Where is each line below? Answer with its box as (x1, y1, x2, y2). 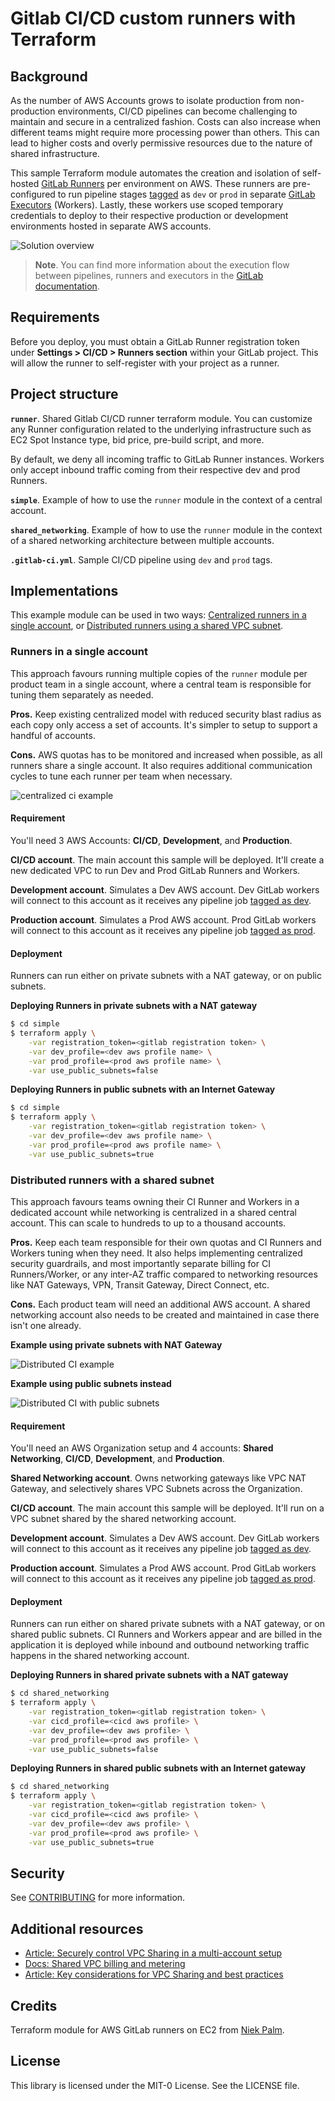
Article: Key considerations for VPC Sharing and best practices (24, 1968, 284, 1981)
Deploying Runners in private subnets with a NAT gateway (10, 1000, 258, 1012)
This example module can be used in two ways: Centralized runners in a (10, 609, 307, 621)
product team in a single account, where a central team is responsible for (10, 678, 312, 690)
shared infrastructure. (10, 148, 100, 159)
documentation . (34, 280, 100, 292)
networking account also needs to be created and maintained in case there (10, 1308, 320, 1321)
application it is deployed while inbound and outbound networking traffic (10, 1639, 310, 1651)
